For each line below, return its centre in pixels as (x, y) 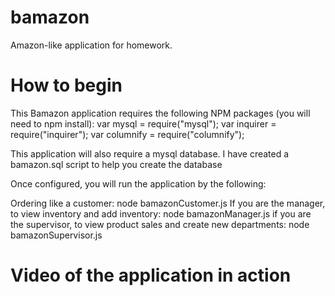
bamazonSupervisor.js (56, 235)
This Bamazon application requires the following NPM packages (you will (160, 113)
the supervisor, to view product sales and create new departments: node (160, 224)
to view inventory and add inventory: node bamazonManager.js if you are (161, 213)
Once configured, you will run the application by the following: (138, 183)
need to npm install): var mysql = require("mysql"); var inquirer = (143, 123)
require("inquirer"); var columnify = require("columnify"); (127, 134)
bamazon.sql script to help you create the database (116, 164)
